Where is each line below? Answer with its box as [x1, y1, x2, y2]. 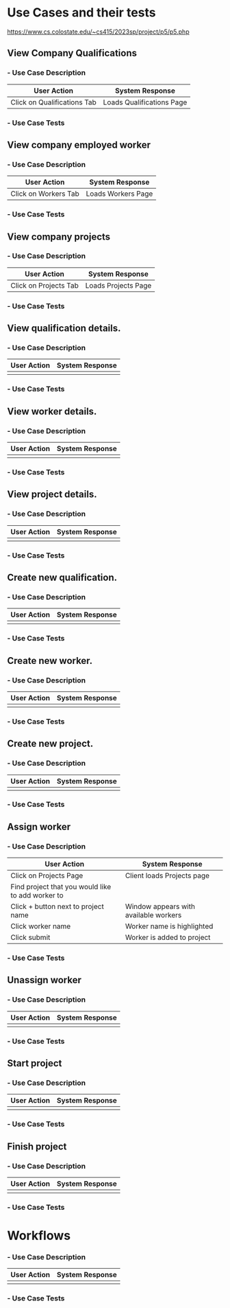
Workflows [7, 1228, 71, 1243]
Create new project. [7, 738, 94, 750]
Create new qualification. [7, 571, 118, 583]
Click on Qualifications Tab [10, 97, 97, 107]
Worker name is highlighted [125, 921, 214, 931]
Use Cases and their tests [7, 5, 156, 21]
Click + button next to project [10, 902, 104, 911]
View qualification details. [7, 323, 121, 334]
